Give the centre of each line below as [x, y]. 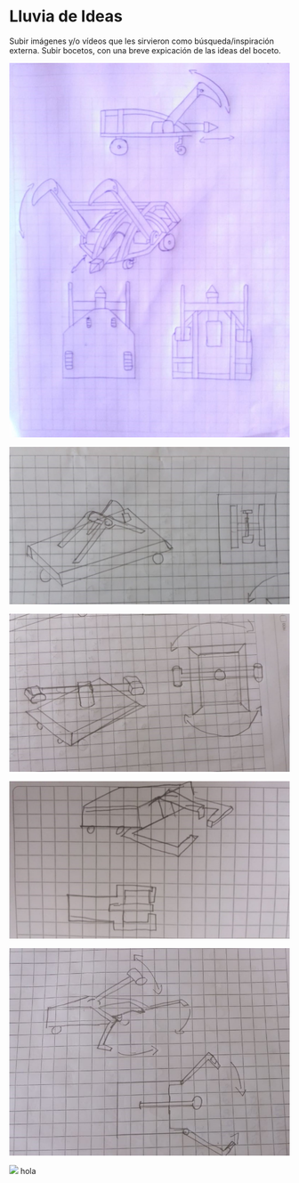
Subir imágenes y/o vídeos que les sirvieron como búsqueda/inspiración [141, 41]
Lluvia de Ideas [66, 16]
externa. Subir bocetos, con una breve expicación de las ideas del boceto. [145, 50]
